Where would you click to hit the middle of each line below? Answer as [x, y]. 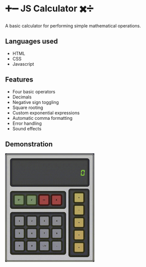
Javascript [23, 64]
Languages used [32, 42]
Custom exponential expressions [46, 113]
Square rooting [28, 107]
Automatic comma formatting [42, 118]
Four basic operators [34, 91]
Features [19, 80]
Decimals [22, 97]
